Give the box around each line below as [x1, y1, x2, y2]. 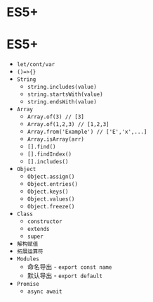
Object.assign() [27, 173, 75, 180]
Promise [16, 281, 39, 288]
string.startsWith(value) [27, 91, 103, 99]
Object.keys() [27, 188, 69, 196]
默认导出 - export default [27, 272, 103, 280]
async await [27, 288, 62, 296]
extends [27, 226, 50, 233]
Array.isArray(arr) [27, 136, 85, 143]
